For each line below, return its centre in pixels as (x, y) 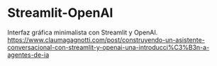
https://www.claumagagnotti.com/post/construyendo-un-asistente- (106, 39)
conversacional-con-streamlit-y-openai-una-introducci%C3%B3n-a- (108, 47)
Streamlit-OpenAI (60, 13)
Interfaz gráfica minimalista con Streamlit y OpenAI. (83, 32)
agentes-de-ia (28, 55)
